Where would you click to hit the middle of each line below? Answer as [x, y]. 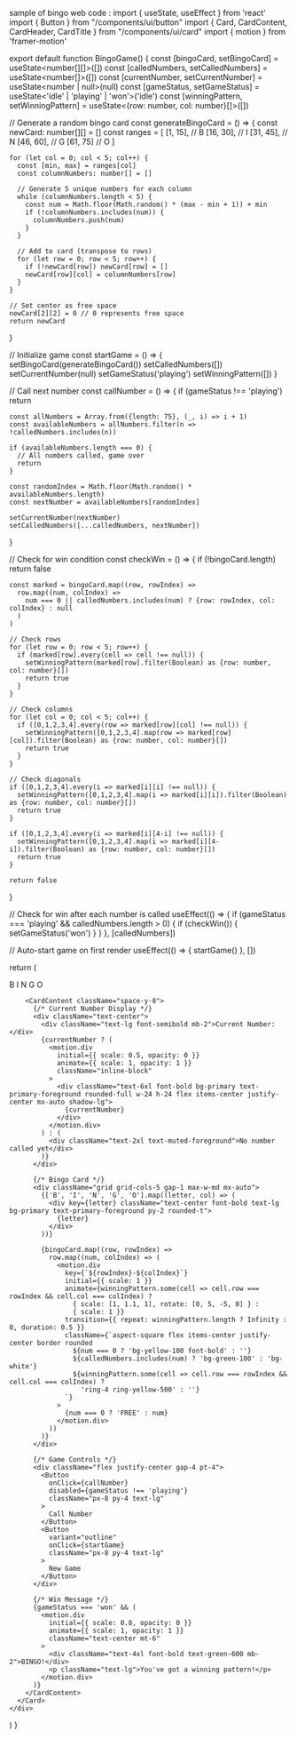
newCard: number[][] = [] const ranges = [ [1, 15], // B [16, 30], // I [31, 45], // [148, 132]
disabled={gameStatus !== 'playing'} [118, 1491]
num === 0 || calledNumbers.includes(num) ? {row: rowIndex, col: [150, 601]
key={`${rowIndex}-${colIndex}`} [127, 1273]
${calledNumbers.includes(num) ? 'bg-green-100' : [168, 1359]
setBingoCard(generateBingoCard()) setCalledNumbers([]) [116, 364]
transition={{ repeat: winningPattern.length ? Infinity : [176, 1319]
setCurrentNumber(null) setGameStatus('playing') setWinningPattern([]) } [143, 374]
